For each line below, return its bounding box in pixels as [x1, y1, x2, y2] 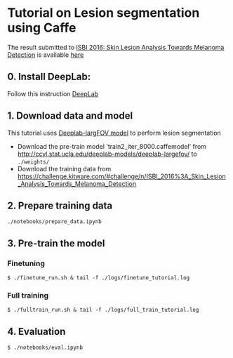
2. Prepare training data [7, 199, 113, 211]
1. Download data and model [7, 110, 133, 122]
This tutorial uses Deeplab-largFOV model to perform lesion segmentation [7, 128, 221, 137]
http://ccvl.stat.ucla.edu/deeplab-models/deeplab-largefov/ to [17, 150, 198, 158]
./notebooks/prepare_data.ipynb [7, 218, 102, 225]
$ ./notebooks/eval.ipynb [7, 344, 83, 352]
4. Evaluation [7, 325, 66, 338]
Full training [7, 290, 49, 300]
